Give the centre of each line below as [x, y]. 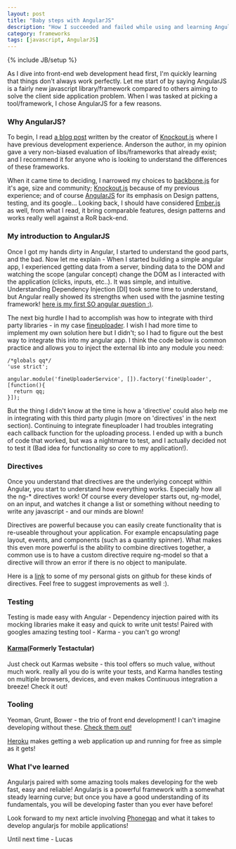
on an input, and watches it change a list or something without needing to [113, 504]
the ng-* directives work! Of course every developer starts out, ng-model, [114, 496]
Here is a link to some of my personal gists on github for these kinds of [110, 576]
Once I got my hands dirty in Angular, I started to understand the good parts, [118, 251]
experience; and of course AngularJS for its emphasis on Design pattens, [113, 196]
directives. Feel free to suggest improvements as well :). [88, 584]
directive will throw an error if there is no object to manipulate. [97, 562]
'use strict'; [28, 367]
